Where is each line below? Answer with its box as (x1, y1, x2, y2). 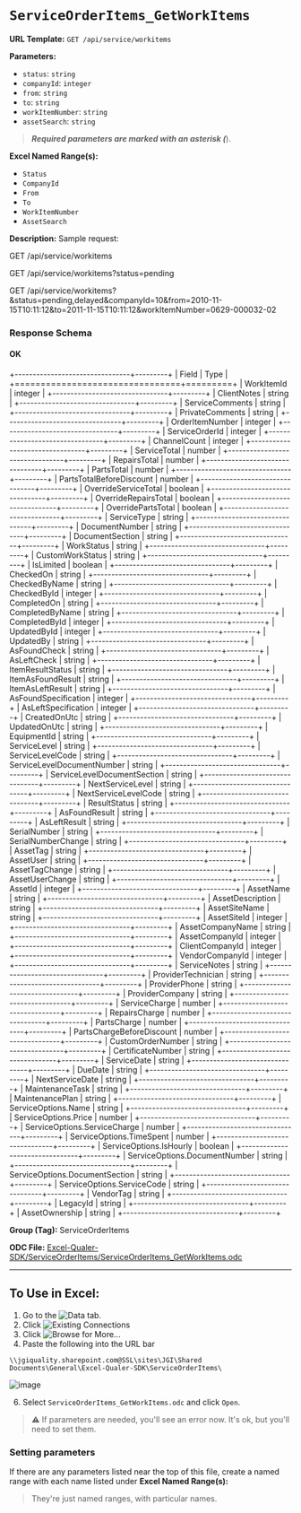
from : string (21, 87, 68, 98)
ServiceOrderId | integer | (167, 426, 262, 437)
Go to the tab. (21, 1309, 101, 1320)
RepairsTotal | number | (113, 455, 200, 465)
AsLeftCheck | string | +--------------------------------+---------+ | (9, 655, 261, 665)
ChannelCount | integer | (152, 436, 245, 447)
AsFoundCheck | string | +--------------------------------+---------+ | (9, 645, 270, 657)
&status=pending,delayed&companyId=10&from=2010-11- (9, 294, 223, 305)
